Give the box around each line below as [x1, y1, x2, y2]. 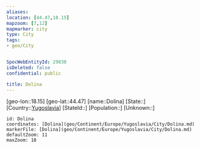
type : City [6, 32, 34, 38]
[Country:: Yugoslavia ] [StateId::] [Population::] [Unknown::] [6, 104, 155, 112]
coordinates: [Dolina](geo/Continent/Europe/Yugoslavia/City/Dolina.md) [6, 121, 195, 127]
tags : [6, 37, 20, 43]
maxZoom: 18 [6, 137, 37, 143]
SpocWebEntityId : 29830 [6, 59, 67, 65]
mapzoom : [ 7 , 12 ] [6, 20, 48, 26]
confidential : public [6, 70, 62, 76]
